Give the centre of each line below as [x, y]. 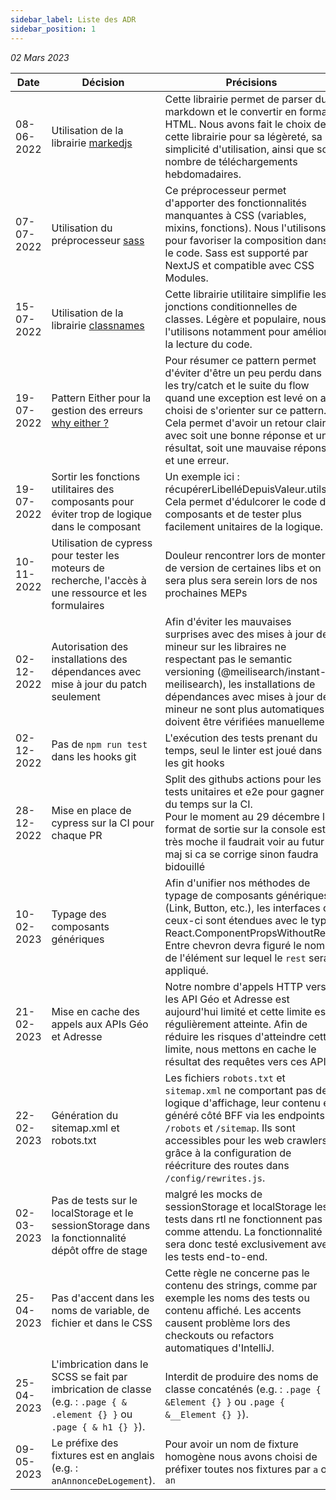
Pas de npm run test [99, 744]
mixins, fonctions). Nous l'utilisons [245, 228]
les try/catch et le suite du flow [237, 385]
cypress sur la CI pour [103, 823]
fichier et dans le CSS [102, 1323]
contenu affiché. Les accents [233, 1310]
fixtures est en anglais [103, 1455]
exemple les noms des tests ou [237, 1298]
